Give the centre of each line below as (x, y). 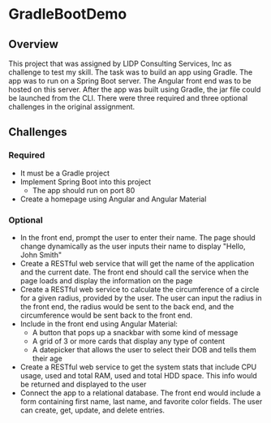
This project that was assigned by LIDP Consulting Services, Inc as (120, 63)
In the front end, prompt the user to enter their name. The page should (138, 237)
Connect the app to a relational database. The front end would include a (140, 393)
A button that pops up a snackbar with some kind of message (135, 332)
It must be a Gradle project (65, 173)
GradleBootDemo (68, 14)
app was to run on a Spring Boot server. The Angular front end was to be (130, 81)
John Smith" (41, 255)
